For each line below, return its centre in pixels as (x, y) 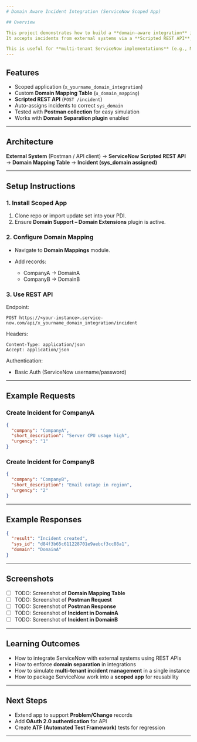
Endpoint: (18, 307)
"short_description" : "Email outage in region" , (72, 485)
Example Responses (44, 520)
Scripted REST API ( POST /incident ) (58, 99)
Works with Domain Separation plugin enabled (72, 117)
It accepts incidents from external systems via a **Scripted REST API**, (99, 38)
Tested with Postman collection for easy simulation (77, 112)
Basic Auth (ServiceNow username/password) (71, 372)
